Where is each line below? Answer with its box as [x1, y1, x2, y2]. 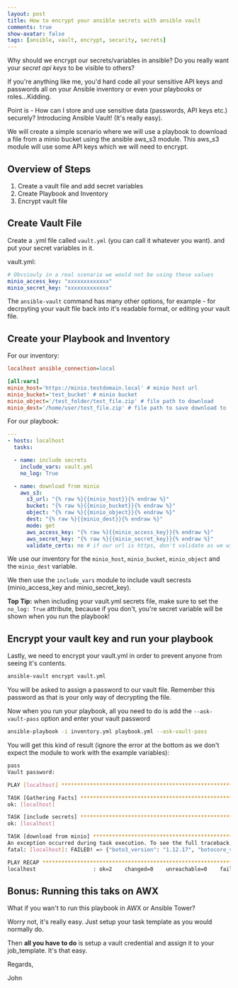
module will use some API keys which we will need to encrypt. [7, 142, 189, 151]
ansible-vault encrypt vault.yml [7, 673, 106, 680]
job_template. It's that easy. [7, 946, 88, 955]
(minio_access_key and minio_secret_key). [7, 584, 132, 592]
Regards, [7, 960, 34, 969]
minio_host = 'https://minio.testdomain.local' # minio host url [7, 384, 198, 392]
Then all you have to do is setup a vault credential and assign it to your [7, 939, 215, 948]
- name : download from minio [13, 482, 100, 489]
